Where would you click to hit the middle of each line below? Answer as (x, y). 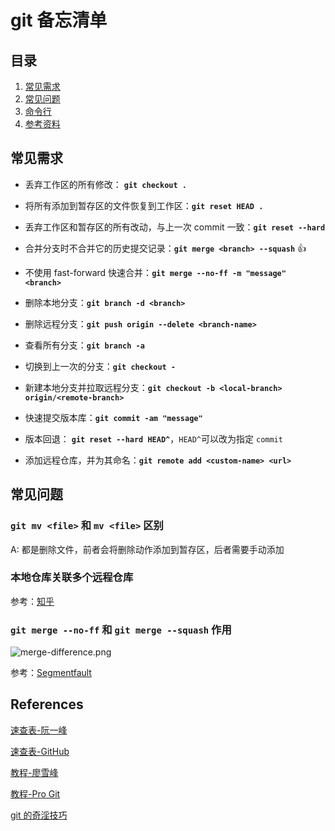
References (47, 704)
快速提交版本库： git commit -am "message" (113, 417)
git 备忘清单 (59, 20)
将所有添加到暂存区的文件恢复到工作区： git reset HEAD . (144, 205)
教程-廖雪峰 (34, 772)
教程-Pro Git (35, 793)
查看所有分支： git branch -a (84, 345)
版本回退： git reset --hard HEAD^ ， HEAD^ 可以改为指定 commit (153, 438)
